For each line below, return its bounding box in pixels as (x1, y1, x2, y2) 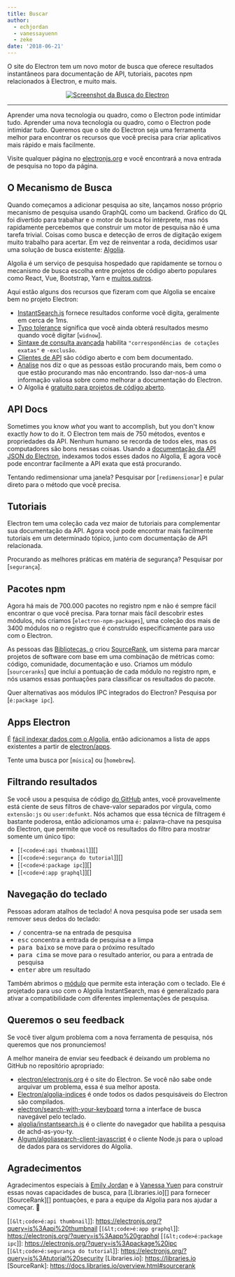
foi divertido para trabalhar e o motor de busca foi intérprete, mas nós (7, 215, 208, 224)
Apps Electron (7, 716, 71, 728)
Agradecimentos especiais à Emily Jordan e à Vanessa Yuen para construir (7, 1181, 224, 1189)
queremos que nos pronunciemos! (7, 1040, 106, 1049)
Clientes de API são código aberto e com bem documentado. (17, 353, 194, 361)
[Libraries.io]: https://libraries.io (104, 1254, 197, 1263)
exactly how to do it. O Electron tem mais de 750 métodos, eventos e (7, 429, 206, 438)
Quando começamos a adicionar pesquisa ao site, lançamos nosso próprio (7, 201, 222, 209)
